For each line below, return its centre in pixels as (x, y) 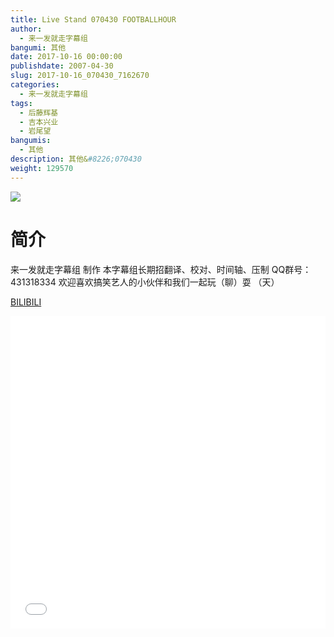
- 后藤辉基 (39, 112)
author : (26, 29)
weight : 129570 (42, 168)
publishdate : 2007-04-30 (62, 66)
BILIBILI (26, 302)
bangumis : (31, 141)
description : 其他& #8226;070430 (76, 159)
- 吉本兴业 (39, 122)
